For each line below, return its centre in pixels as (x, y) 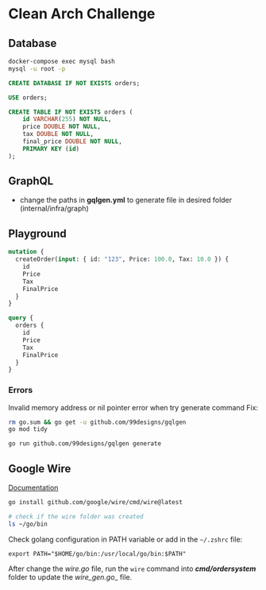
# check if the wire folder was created (76, 516)
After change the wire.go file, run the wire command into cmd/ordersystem (132, 569)
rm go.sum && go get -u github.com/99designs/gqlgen (97, 422)
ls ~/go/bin (28, 524)
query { (21, 318)
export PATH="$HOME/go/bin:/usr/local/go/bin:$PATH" (97, 553)
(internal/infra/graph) (54, 208)
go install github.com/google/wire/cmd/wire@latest (95, 502)
